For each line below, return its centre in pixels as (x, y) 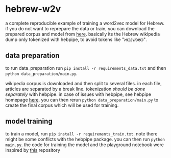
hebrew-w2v (33, 9)
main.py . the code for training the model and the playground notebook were (85, 145)
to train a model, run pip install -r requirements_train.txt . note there (81, 133)
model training (29, 121)
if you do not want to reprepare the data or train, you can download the (80, 28)
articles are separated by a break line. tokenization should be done (75, 89)
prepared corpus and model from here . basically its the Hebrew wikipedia (82, 34)
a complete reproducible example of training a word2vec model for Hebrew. (85, 23)
